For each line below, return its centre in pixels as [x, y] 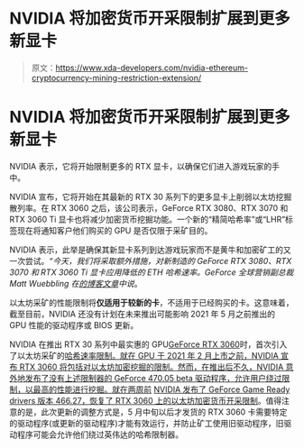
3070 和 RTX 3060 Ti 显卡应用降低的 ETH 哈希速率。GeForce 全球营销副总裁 [152, 272]
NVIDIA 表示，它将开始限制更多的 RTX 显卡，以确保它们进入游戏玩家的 [141, 166]
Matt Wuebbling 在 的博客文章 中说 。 [76, 283]
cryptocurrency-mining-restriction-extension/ [116, 78]
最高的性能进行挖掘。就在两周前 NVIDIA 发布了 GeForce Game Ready [161, 389]
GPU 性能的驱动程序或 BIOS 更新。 [74, 325]
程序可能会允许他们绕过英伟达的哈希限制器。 [100, 434]
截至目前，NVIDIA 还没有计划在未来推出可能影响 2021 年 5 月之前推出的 [143, 314]
